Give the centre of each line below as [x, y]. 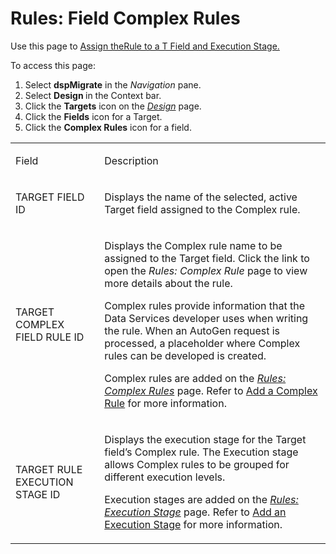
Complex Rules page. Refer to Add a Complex [211, 390]
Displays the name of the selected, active [201, 197]
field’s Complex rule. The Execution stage [201, 452]
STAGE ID [38, 494]
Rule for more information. [165, 403]
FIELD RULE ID [50, 337]
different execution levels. [165, 477]
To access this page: [53, 65]
